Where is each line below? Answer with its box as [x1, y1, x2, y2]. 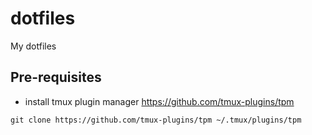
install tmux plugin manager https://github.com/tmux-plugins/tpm [24, 95, 295, 107]
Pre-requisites [10, 69, 102, 86]
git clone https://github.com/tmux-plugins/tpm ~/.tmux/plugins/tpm [10, 115, 302, 125]
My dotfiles [10, 40, 57, 52]
